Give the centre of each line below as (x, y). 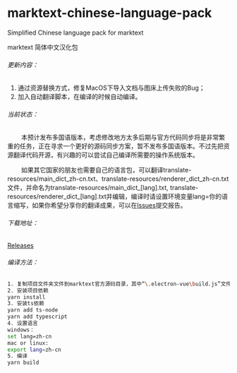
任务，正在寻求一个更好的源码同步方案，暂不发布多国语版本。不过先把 (121, 146)
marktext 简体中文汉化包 (43, 47)
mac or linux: (28, 343)
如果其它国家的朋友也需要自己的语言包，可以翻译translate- (106, 170)
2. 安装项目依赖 (28, 290)
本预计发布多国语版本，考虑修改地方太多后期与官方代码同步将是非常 (120, 137)
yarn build (23, 363)
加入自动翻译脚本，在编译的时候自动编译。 (79, 97)
